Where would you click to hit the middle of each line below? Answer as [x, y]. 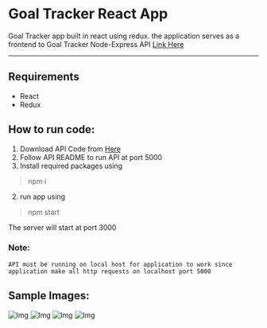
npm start [43, 212]
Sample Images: [49, 296]
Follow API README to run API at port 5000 [91, 157]
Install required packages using [71, 166]
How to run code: [52, 129]
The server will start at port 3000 [62, 227]
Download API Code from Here [70, 149]
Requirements [44, 77]
